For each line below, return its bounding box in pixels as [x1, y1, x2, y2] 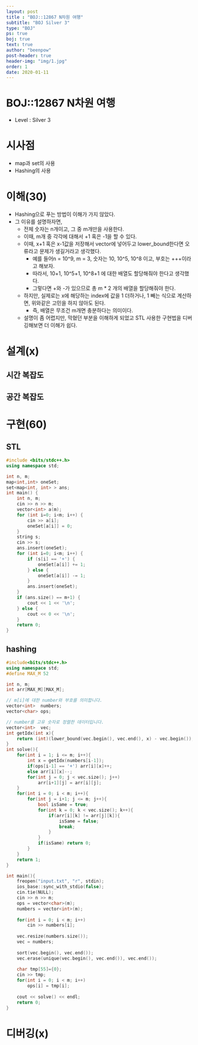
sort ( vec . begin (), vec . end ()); [17, 950, 94, 956]
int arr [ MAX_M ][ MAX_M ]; [6, 687, 65, 693]
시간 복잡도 [6, 370, 44, 380]
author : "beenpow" [6, 47, 51, 53]
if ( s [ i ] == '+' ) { [27, 556, 76, 562]
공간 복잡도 [6, 392, 44, 402]
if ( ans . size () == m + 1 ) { [17, 595, 81, 601]
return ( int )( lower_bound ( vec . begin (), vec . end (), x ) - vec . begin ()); [17, 736, 194, 741]
